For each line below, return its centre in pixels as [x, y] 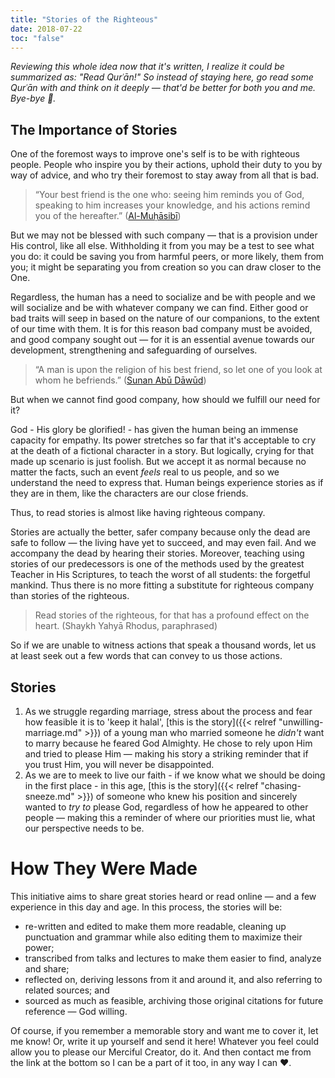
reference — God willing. [76, 1011]
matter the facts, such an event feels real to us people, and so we [145, 472]
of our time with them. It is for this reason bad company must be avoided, [161, 329]
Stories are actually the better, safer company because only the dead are [160, 532]
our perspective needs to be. [84, 828]
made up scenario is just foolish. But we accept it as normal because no [158, 462]
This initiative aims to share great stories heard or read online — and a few [163, 896]
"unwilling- [301, 722]
